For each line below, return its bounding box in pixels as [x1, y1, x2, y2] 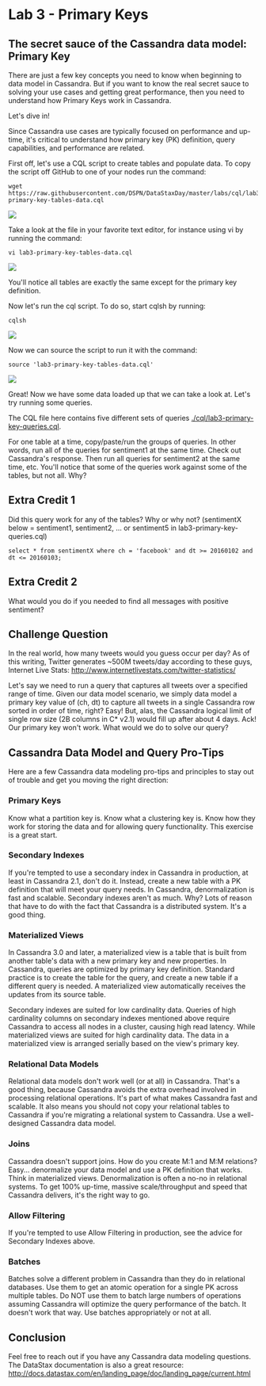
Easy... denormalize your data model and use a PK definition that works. [8, 1165, 243, 1174]
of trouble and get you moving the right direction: [8, 775, 169, 785]
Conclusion [8, 1331, 66, 1344]
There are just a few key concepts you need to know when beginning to [8, 71, 242, 80]
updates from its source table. [8, 990, 107, 999]
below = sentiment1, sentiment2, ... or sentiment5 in [8, 523, 177, 533]
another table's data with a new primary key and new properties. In [8, 956, 227, 966]
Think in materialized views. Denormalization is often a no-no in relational [8, 1173, 248, 1182]
